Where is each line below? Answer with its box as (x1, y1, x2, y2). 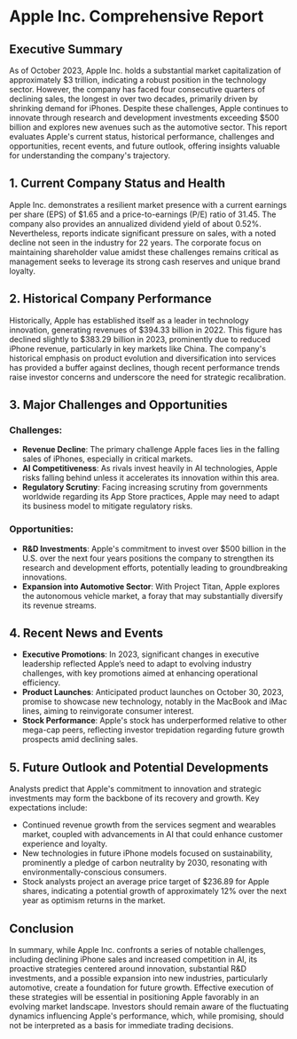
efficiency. (21, 677, 60, 688)
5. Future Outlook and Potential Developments (9, 760, 269, 775)
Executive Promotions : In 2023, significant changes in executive (21, 649, 260, 659)
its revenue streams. (21, 600, 98, 611)
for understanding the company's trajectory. (9, 150, 171, 161)
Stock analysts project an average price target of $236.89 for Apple (21, 876, 270, 887)
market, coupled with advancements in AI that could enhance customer (21, 829, 284, 840)
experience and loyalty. (21, 838, 108, 850)
